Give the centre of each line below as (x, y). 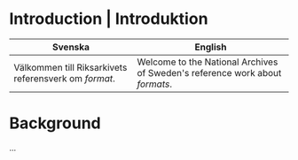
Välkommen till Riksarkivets (71, 67)
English (211, 47)
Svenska (71, 47)
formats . (155, 84)
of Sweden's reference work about (209, 72)
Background (55, 123)
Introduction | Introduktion (109, 19)
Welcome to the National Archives (208, 62)
